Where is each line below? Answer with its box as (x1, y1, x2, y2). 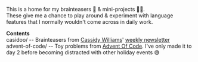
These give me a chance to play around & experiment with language (6, 12, 174, 19)
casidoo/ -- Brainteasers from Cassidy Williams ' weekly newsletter (6, 36, 170, 43)
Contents (6, 30, 30, 37)
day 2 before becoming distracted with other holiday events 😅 (6, 49, 160, 56)
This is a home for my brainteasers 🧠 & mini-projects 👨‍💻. (6, 6, 145, 13)
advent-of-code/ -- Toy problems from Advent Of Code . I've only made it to (6, 42, 192, 49)
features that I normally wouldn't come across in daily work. (6, 18, 153, 25)
